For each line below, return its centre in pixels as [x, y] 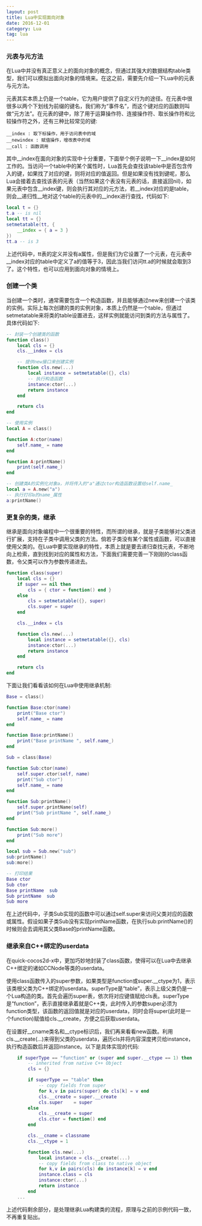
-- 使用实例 [20, 423]
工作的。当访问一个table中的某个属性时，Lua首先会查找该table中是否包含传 [99, 166]
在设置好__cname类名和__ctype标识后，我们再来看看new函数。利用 [90, 1031]
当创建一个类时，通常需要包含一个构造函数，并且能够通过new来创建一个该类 [101, 300]
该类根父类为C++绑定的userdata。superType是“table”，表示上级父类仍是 [97, 988]
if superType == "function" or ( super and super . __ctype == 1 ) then [105, 1058]
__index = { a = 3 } [43, 230]
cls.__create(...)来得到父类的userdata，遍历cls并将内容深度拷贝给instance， [100, 1039]
